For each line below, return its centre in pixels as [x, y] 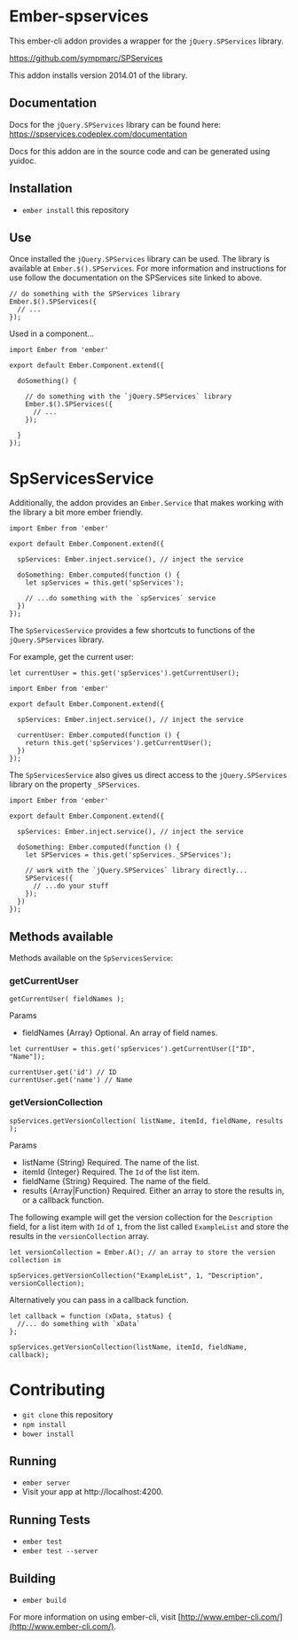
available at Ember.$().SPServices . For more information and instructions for [148, 269]
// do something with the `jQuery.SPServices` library [129, 396]
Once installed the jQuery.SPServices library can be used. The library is [140, 259]
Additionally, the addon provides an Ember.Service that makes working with [146, 503]
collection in [35, 1260]
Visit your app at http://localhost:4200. [93, 1492]
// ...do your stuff [71, 886]
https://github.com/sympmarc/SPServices [86, 58]
